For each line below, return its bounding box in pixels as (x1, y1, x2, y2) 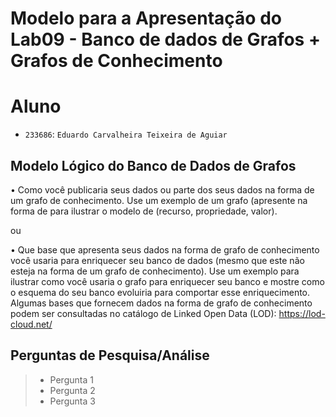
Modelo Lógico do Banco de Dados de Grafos (10, 157, 297, 174)
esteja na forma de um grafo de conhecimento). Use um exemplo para (10, 265, 300, 277)
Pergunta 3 (49, 395, 96, 407)
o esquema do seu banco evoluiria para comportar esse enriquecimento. (10, 286, 311, 298)
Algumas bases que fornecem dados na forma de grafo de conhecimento (10, 297, 313, 309)
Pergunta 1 (49, 373, 94, 386)
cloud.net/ (10, 318, 53, 330)
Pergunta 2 (49, 384, 96, 396)
